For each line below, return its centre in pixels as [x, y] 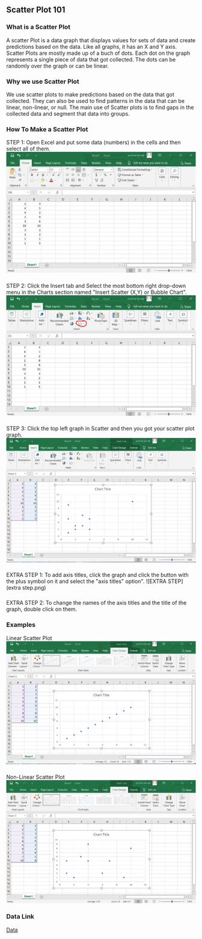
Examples [21, 625]
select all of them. [29, 149]
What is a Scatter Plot [38, 27]
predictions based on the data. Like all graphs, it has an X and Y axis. [92, 46]
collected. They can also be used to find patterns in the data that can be [96, 101]
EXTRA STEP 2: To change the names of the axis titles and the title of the [96, 603]
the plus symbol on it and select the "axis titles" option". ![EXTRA [86, 581]
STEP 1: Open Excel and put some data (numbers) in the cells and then [93, 142]
